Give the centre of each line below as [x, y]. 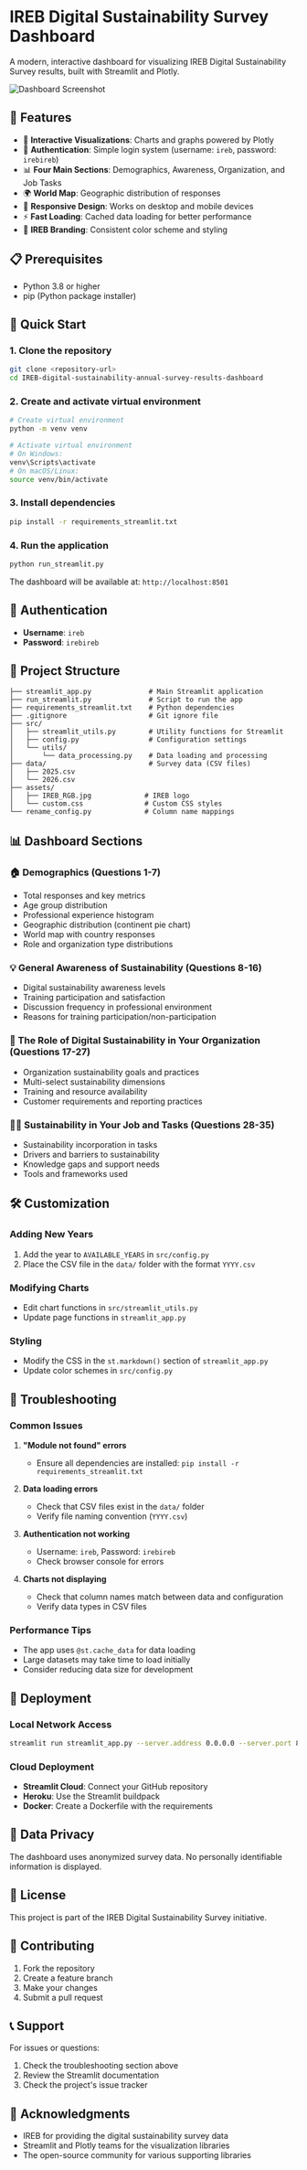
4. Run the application [59, 545]
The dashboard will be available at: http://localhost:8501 [119, 582]
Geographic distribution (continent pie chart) [107, 925]
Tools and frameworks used [75, 1173]
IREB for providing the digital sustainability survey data [125, 2136]
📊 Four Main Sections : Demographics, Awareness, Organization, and [154, 169]
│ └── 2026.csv [42, 780]
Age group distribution [65, 905]
